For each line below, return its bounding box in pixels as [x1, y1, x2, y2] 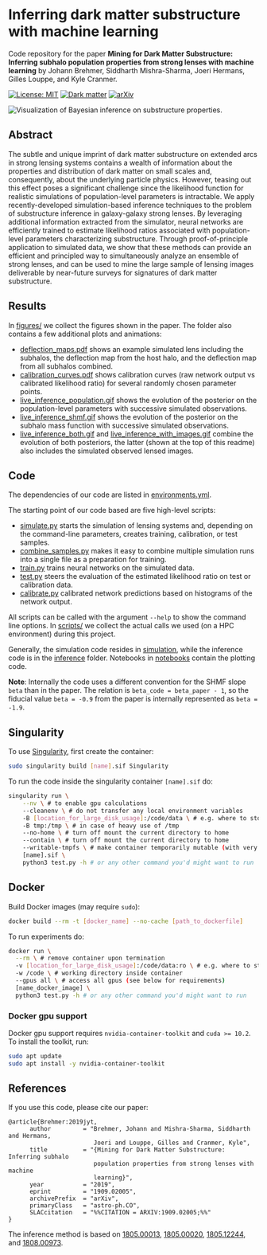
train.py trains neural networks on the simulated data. [19, 563, 195, 573]
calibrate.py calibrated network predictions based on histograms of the [19, 588, 253, 598]
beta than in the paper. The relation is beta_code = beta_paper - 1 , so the [8, 686, 249, 695]
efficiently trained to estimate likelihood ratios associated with [8, 225, 211, 235]
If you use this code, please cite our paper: [8, 1103, 149, 1112]
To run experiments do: [8, 932, 85, 941]
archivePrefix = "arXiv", [29, 1194, 119, 1203]
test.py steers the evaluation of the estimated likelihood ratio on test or [19, 572, 252, 581]
